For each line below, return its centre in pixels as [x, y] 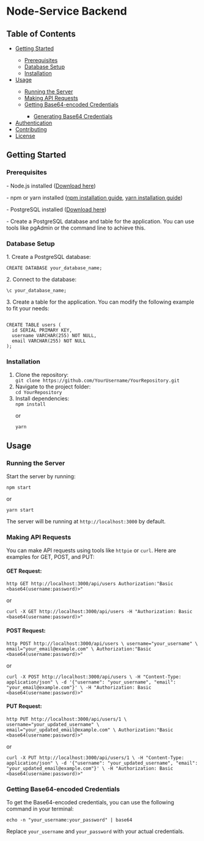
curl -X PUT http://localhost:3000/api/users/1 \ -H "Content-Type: [95, 758]
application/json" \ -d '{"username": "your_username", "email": [91, 682]
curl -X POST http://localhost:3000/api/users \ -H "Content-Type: [94, 677]
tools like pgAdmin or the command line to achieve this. [76, 228]
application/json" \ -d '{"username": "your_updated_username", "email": [102, 763]
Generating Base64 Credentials [73, 116]
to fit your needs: [28, 308]
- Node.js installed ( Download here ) [51, 186]
